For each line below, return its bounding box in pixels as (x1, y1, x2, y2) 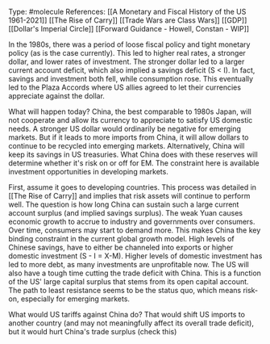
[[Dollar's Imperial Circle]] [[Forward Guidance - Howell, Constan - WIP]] (8, 24, 250, 33)
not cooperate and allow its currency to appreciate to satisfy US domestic (8, 115, 253, 124)
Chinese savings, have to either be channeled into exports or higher (8, 242, 234, 252)
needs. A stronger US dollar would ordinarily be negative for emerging (8, 124, 242, 133)
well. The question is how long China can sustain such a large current (8, 199, 239, 209)
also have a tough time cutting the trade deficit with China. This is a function (8, 268, 262, 278)
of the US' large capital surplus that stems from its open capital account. (8, 277, 249, 286)
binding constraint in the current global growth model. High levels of (8, 234, 235, 243)
